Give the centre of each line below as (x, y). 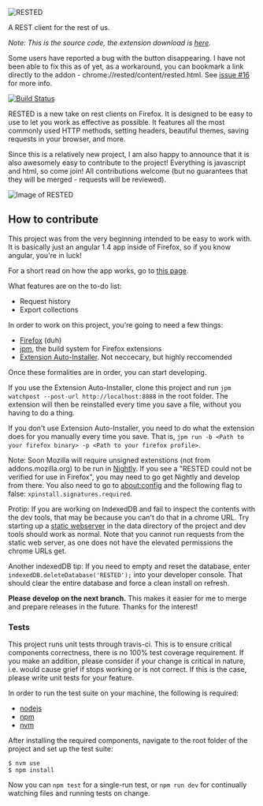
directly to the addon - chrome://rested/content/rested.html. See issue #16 (129, 75)
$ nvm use (24, 763)
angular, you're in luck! (45, 255)
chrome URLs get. (37, 551)
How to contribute (54, 220)
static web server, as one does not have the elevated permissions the (121, 542)
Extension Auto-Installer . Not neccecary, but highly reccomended (126, 357)
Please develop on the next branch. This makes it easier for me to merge (128, 598)
